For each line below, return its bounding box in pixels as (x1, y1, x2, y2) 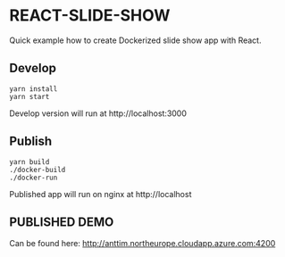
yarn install (9, 84, 58, 94)
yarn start (9, 92, 50, 101)
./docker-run (9, 173, 58, 182)
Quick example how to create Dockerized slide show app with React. (9, 35, 262, 46)
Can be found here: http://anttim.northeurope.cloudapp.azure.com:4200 (9, 238, 276, 249)
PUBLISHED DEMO (9, 214, 114, 229)
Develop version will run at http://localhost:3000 (9, 108, 188, 119)
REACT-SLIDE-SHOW (9, 5, 171, 26)
